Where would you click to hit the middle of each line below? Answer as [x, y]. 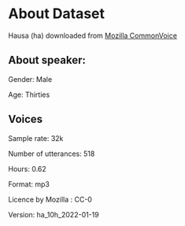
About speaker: [47, 60]
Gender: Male [30, 79]
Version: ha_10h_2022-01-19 [54, 214]
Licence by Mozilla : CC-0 [50, 199]
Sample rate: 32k [36, 138]
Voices [26, 119]
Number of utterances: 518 [52, 154]
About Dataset [56, 14]
